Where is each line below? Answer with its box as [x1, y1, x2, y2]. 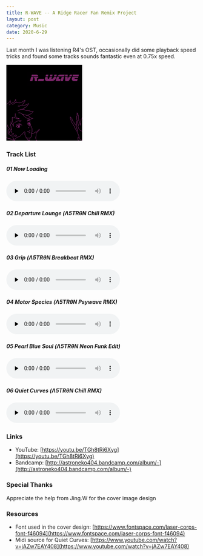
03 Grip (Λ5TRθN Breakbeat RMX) [6, 253, 95, 261]
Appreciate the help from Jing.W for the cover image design [6, 494, 156, 501]
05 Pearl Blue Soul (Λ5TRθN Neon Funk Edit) [6, 343, 121, 350]
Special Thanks [6, 481, 53, 489]
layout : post [6, 16, 39, 22]
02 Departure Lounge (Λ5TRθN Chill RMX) [6, 209, 115, 216]
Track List [6, 150, 36, 159]
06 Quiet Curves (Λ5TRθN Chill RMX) [6, 387, 102, 394]
